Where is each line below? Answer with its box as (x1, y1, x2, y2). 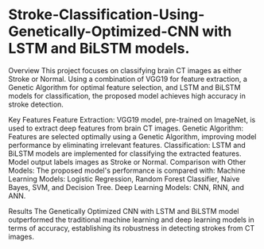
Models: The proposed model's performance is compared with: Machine (8, 165, 246, 175)
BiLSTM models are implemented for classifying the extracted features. (8, 149, 242, 158)
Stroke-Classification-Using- (8, 6, 205, 24)
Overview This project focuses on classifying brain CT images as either (8, 65, 243, 75)
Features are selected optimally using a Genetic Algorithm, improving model (8, 131, 257, 141)
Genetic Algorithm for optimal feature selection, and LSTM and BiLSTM (8, 82, 241, 92)
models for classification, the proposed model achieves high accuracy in (8, 91, 247, 100)
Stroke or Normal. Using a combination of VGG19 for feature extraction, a (8, 74, 248, 84)
